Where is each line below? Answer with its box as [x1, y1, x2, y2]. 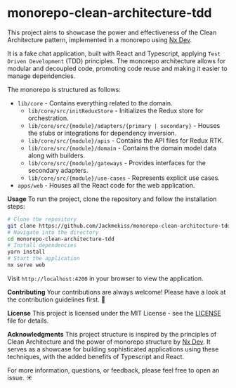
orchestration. [27, 114, 69, 122]
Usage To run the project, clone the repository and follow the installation [7, 195, 217, 203]
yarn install [7, 248, 46, 256]
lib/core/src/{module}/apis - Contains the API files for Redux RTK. [27, 136, 224, 145]
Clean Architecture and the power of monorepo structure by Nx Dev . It [7, 337, 211, 346]
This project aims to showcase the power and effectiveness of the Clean [7, 28, 217, 37]
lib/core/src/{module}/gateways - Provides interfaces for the [27, 158, 206, 167]
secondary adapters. [27, 166, 88, 174]
